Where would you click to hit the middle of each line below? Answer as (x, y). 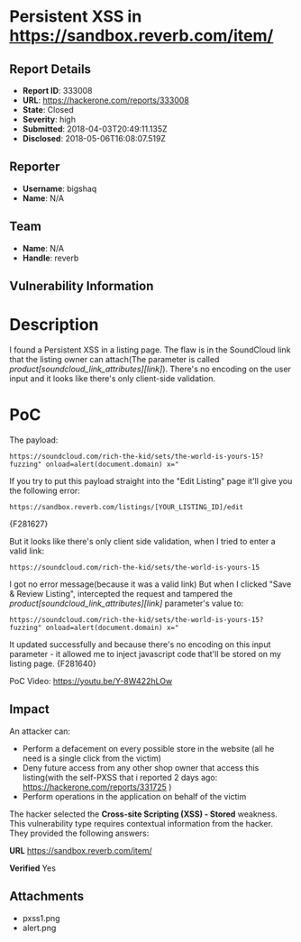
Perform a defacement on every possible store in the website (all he (148, 748)
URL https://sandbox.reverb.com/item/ (81, 850)
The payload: (34, 440)
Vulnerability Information (82, 286)
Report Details (50, 69)
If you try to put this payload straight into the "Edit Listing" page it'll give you (151, 480)
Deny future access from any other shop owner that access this (141, 767)
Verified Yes (33, 868)
